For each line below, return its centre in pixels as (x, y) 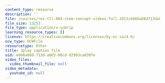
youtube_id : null (27, 73)
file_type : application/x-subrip (39, 28)
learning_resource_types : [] (35, 32)
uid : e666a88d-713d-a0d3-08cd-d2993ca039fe (50, 55)
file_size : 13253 (23, 23)
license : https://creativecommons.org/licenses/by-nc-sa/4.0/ (70, 37)
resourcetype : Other (26, 46)
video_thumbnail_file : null (38, 64)
